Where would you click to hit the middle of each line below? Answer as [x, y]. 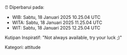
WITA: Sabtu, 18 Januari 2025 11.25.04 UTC [57, 22]
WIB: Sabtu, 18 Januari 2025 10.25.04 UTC [56, 17]
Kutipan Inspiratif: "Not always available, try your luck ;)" [63, 37]
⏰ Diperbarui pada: [25, 7]
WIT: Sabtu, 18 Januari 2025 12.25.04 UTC [56, 28]
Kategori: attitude [23, 47]
